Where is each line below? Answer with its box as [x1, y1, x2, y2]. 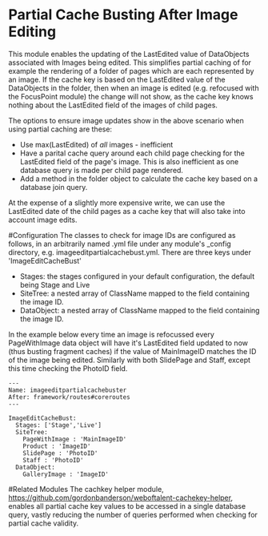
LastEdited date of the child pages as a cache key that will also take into [8, 206, 246, 216]
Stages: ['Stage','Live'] [15, 421, 102, 429]
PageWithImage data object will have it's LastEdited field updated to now [8, 338, 248, 348]
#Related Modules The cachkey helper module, [8, 484, 164, 494]
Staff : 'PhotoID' [22, 456, 84, 464]
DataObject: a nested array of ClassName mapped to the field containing [19, 305, 260, 315]
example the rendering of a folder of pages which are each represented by [8, 66, 254, 75]
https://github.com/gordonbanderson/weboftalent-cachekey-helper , [8, 493, 234, 502]
